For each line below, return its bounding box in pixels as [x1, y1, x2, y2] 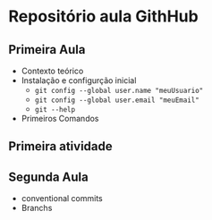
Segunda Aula [8, 169, 89, 184]
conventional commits [21, 193, 104, 204]
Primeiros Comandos [21, 114, 99, 123]
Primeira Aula [8, 42, 86, 57]
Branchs [21, 203, 53, 214]
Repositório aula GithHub [8, 6, 199, 27]
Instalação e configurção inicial [21, 75, 137, 86]
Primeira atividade [8, 139, 113, 154]
